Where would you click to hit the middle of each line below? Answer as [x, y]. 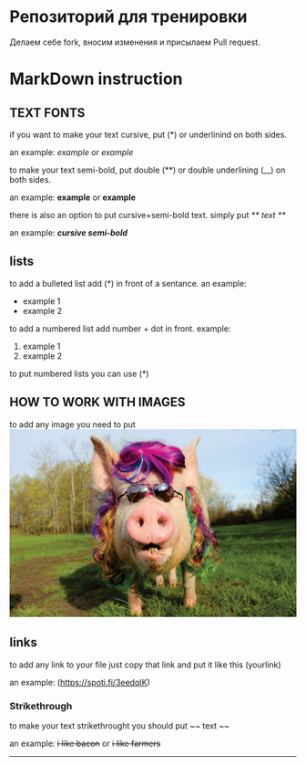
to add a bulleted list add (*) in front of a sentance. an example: [128, 283]
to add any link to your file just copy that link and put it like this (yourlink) [145, 665]
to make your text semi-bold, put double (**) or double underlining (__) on [148, 170]
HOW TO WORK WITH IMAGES [97, 402]
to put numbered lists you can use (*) [79, 373]
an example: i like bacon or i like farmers [85, 743]
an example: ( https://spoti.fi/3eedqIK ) [80, 682]
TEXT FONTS [47, 113]
